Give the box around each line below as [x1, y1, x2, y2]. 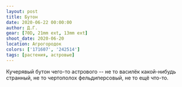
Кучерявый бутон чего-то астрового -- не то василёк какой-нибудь [6, 68, 176, 75]
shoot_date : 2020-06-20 [6, 36, 65, 41]
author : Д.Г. [6, 25, 38, 31]
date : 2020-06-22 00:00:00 [6, 19, 72, 25]
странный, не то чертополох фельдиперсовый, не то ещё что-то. [6, 74, 169, 81]
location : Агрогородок [6, 41, 62, 47]
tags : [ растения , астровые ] [6, 52, 75, 58]
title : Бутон [6, 14, 38, 20]
